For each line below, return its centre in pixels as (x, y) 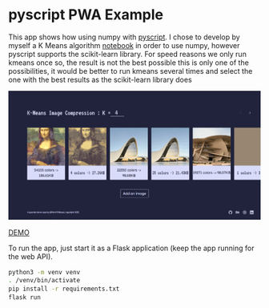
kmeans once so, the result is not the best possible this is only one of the (129, 63)
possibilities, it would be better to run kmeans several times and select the (130, 71)
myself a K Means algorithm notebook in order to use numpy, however (124, 45)
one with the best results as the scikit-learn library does (100, 79)
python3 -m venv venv (44, 272)
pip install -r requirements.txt (64, 289)
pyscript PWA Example (86, 15)
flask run (25, 298)
